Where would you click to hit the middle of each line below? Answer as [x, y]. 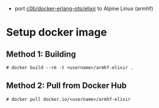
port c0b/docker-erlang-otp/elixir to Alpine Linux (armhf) [84, 9]
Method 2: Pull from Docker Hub [66, 86]
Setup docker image [57, 32]
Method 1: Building [41, 54]
